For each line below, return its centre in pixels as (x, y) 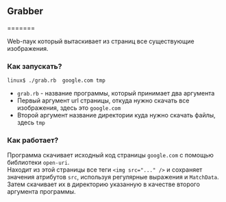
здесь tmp (31, 122)
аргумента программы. (42, 192)
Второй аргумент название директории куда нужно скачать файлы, (116, 115)
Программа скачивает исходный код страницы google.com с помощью (111, 155)
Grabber (25, 11)
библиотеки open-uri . (38, 162)
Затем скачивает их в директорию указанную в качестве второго (104, 184)
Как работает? (33, 140)
